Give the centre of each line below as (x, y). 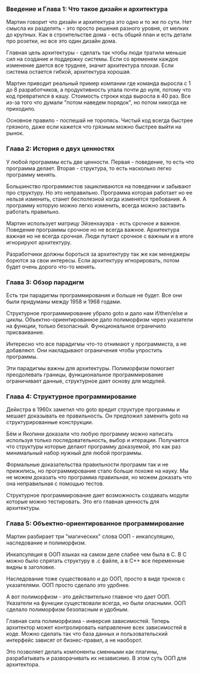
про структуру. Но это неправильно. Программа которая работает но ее (99, 192)
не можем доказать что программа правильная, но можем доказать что (99, 477)
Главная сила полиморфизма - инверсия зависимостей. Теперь (88, 621)
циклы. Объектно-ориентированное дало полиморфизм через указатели (100, 319)
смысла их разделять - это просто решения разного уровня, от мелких (98, 28)
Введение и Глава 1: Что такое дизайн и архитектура (87, 9)
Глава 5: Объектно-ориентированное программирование (95, 524)
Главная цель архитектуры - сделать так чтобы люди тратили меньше (96, 53)
